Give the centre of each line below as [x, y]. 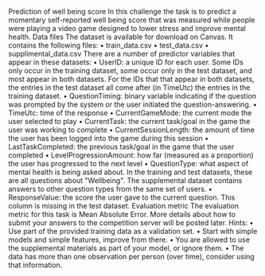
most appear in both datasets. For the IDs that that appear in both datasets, [131, 79]
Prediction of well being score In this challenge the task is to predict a [122, 12]
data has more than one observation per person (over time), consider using [131, 257]
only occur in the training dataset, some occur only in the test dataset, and [130, 70]
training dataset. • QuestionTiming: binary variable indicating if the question [132, 96]
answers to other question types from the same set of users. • [110, 189]
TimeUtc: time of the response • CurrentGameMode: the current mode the [130, 113]
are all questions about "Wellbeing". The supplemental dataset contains [125, 181]
